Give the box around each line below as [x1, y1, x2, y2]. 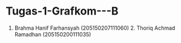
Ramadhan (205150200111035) [14, 30, 91, 38]
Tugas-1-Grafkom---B [5, 4, 119, 18]
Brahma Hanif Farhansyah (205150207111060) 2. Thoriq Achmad [14, 24, 176, 31]
